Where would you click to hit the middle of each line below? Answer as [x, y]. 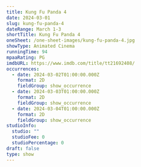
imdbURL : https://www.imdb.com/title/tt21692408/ [71, 63]
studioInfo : [21, 126]
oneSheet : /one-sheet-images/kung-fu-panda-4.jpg [71, 40]
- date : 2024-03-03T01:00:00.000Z [56, 92]
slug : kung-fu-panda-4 [35, 23]
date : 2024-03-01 [28, 18]
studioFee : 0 [28, 137]
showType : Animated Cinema [41, 46]
